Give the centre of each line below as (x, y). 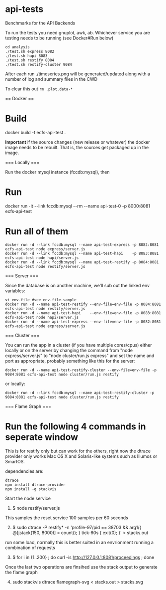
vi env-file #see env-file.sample (41, 300)
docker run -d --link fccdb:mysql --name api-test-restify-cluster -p (80, 393)
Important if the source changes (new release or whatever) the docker (78, 142)
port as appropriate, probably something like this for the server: (70, 361)
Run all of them (37, 231)
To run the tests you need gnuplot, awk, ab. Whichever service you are (78, 32)
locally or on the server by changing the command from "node (69, 350)
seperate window (42, 437)
